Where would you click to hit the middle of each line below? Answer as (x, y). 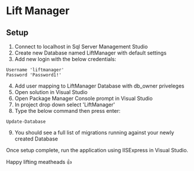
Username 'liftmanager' (35, 70)
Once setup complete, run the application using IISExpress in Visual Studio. (97, 150)
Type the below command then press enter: (67, 111)
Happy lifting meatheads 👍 (39, 162)
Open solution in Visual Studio (51, 92)
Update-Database (26, 122)
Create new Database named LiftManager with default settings (91, 53)
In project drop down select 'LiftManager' (65, 105)
